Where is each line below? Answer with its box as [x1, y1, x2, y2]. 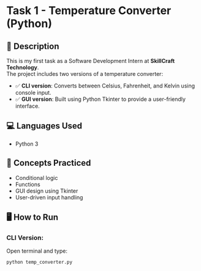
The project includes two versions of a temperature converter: [6, 70, 164, 77]
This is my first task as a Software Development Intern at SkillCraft [6, 58, 175, 64]
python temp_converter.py [6, 259, 72, 265]
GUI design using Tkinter [15, 187, 78, 195]
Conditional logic [15, 174, 58, 181]
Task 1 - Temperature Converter [6, 4, 172, 18]
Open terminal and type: [6, 247, 67, 254]
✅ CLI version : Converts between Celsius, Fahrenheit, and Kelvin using [15, 82, 195, 89]
